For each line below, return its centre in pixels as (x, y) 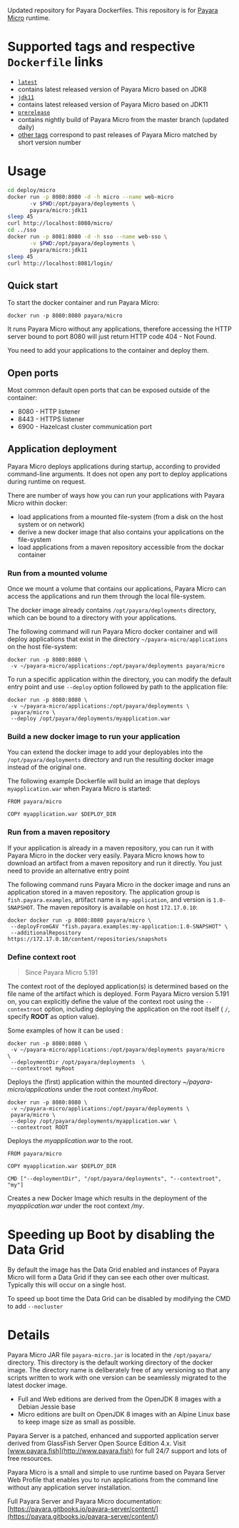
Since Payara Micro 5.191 (61, 972)
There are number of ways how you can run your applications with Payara (116, 495)
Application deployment (62, 449)
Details (29, 1335)
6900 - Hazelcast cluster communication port (85, 427)
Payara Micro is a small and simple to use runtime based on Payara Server (117, 1472)
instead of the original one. (47, 768)
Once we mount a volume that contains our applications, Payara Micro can (117, 589)
